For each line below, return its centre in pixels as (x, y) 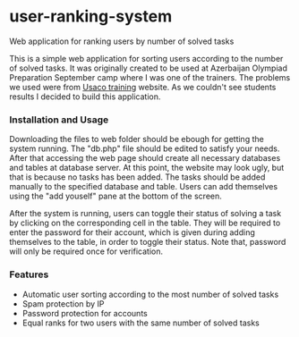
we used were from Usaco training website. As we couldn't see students (143, 87)
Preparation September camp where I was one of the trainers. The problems (150, 77)
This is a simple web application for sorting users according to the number (146, 58)
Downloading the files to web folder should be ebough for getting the (137, 139)
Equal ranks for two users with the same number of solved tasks (141, 323)
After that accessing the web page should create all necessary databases (145, 158)
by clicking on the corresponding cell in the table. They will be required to (145, 223)
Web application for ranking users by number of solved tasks (122, 41)
